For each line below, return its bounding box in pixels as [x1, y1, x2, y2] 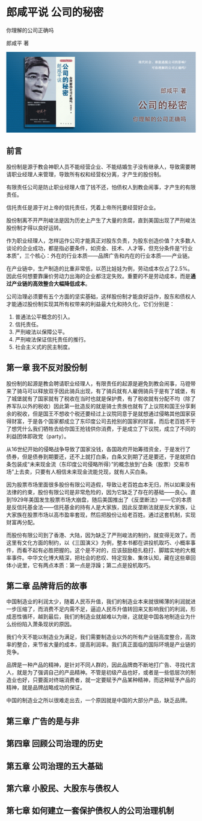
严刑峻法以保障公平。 [14, 328, 68, 335]
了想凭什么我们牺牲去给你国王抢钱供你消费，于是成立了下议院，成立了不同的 [6, 425, 196, 432]
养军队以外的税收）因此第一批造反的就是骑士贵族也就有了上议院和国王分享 [6, 402, 191, 410]
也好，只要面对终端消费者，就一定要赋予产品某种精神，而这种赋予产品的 [16, 676, 196, 683]
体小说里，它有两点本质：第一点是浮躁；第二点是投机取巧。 [6, 562, 154, 569]
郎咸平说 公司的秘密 [6, 5, 104, 19]
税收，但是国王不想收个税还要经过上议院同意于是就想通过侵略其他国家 [16, 410, 191, 417]
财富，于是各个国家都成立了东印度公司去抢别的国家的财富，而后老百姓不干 [11, 417, 196, 425]
